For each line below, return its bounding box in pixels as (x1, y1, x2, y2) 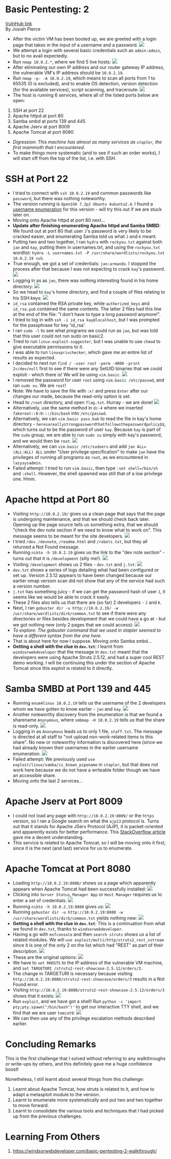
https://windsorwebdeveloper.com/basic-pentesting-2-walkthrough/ (12, 1148, 157, 1154)
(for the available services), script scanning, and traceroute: (12, 86, 139, 92)
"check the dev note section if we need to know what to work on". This (12, 527, 162, 533)
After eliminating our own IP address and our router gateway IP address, (12, 64, 165, 70)
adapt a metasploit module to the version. (12, 1091, 101, 1097)
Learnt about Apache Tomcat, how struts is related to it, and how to (12, 1086, 155, 1092)
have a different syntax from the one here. (12, 632, 102, 639)
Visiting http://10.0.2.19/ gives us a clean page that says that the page (12, 511, 165, 517)
